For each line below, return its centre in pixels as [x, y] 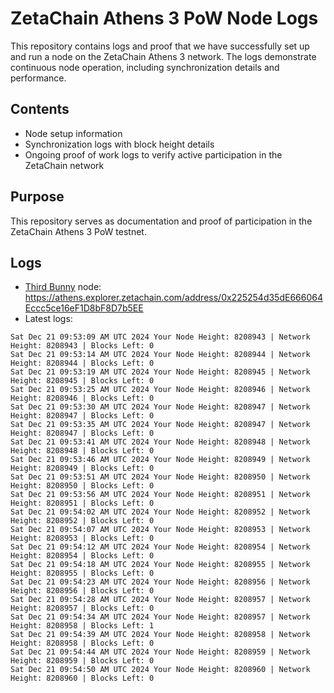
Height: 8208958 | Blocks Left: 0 [82, 643]
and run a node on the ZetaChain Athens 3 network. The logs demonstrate [163, 56]
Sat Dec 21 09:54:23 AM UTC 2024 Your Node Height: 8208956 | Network [160, 582]
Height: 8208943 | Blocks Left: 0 [82, 346]
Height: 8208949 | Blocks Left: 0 [82, 468]
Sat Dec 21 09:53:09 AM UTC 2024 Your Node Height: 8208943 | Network [160, 337]
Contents [40, 109]
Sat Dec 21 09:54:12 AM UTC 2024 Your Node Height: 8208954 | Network [160, 547]
